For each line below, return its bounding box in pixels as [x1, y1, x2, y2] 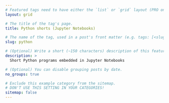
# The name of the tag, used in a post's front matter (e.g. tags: [5, 35, 150, 40]
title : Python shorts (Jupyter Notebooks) [5, 26, 96, 31]
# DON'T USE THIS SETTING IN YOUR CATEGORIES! [5, 85, 105, 90]
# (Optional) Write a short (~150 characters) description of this [5, 49, 150, 54]
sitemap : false [5, 90, 37, 95]
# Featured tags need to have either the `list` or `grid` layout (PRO [5, 7, 158, 13]
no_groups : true [5, 71, 39, 77]
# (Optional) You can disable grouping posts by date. [5, 67, 123, 72]
